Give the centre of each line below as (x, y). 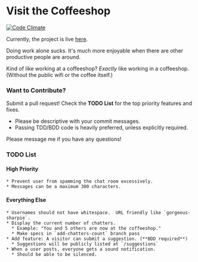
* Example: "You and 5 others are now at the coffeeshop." (86, 228)
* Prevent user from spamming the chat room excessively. (80, 181)
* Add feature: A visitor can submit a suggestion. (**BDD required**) (97, 239)
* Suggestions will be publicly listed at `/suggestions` (85, 244)
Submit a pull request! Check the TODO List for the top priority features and (99, 103)
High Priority (22, 169)
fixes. (13, 110)
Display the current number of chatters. (64, 223)
